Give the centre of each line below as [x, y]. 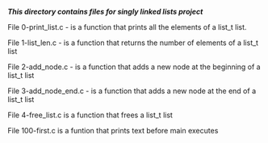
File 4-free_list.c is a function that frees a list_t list [90, 115]
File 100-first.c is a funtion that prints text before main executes [113, 131]
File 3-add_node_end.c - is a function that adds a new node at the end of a [132, 91]
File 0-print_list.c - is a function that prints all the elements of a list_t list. [127, 27]
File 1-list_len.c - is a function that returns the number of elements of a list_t [133, 43]
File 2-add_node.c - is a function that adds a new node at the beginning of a [134, 67]
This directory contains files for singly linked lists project [105, 12]
